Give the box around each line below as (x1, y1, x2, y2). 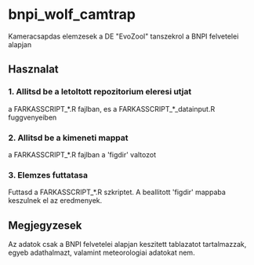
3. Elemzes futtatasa (8, 169, 89, 180)
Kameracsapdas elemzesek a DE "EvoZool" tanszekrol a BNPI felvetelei (8, 31, 239, 41)
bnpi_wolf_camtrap (8, 6, 136, 24)
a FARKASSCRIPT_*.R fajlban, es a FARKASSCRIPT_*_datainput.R (8, 104, 216, 113)
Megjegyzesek (8, 219, 82, 232)
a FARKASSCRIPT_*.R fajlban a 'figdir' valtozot (8, 149, 157, 159)
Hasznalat (8, 63, 59, 76)
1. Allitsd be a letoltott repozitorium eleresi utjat (8, 86, 192, 98)
